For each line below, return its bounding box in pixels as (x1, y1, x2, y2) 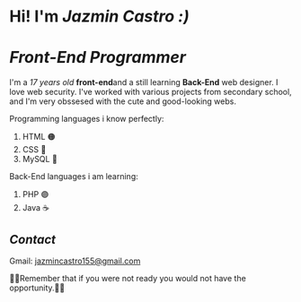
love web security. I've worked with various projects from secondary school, (9, 87, 292, 98)
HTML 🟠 (22, 132, 56, 142)
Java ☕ (22, 203, 49, 213)
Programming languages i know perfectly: (9, 114, 164, 125)
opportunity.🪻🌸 (9, 282, 66, 293)
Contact (9, 231, 57, 247)
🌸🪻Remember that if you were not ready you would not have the (9, 272, 247, 283)
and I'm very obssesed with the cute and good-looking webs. (9, 96, 236, 107)
